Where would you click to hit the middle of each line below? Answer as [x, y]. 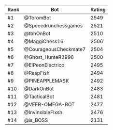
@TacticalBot [39, 97]
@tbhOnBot [37, 33]
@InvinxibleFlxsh [43, 112]
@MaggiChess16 [44, 41]
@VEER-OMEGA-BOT [49, 105]
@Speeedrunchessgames [53, 25]
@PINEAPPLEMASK [46, 81]
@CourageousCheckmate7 [55, 49]
